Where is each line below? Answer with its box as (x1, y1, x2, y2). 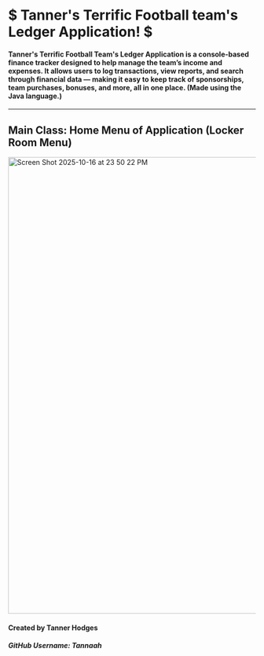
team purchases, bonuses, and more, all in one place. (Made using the (8, 82, 242, 92)
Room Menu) (8, 136, 72, 149)
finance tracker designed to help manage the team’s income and (8, 57, 222, 67)
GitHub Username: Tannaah (8, 641, 102, 651)
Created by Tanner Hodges (8, 623, 98, 632)
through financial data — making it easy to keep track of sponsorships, (8, 74, 244, 84)
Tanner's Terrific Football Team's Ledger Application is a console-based (8, 49, 250, 59)
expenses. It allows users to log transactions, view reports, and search (8, 66, 244, 75)
